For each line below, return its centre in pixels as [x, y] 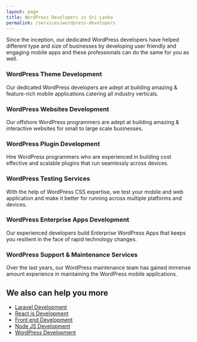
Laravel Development [41, 307]
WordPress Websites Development [58, 109]
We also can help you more [57, 293]
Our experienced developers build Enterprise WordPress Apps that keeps [96, 233]
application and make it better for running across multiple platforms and [94, 198]
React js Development [42, 313]
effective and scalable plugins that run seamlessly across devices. [87, 163]
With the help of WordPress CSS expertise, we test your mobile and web [95, 192]
